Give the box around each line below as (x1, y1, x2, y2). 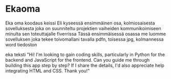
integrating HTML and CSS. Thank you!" (5, 67, 90, 74)
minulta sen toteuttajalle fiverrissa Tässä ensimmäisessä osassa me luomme (5, 31, 166, 37)
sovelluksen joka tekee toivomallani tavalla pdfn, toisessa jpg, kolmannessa (5, 36, 164, 42)
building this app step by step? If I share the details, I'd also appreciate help (5, 62, 165, 68)
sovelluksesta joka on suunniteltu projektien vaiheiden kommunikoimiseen (5, 25, 161, 31)
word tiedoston (5, 41, 37, 47)
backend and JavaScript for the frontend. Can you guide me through (5, 57, 150, 63)
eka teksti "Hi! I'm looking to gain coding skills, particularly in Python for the (5, 51, 165, 58)
